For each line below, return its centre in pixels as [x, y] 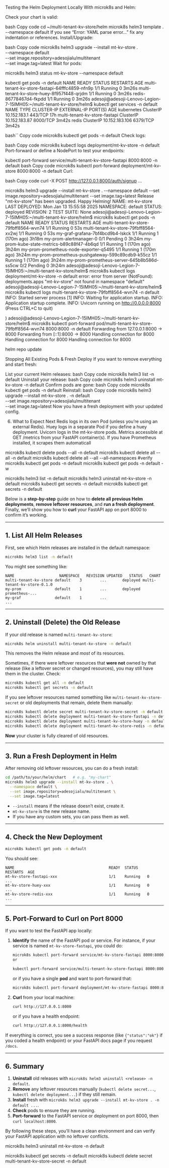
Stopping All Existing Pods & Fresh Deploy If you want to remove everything [83, 359]
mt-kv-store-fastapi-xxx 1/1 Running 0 [77, 876]
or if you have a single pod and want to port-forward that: [72, 978]
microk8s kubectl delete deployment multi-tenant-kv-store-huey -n [77, 721]
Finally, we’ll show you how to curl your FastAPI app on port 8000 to [76, 509]
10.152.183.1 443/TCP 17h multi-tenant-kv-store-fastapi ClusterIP [72, 115]
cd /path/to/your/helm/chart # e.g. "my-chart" [58, 777]
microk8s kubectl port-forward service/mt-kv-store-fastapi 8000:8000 [88, 955]
